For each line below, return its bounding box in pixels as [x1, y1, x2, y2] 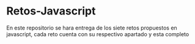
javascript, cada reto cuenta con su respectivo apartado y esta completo [6, 30, 189, 37]
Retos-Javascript [6, 4, 96, 18]
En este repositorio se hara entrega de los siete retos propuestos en [6, 24, 177, 31]
